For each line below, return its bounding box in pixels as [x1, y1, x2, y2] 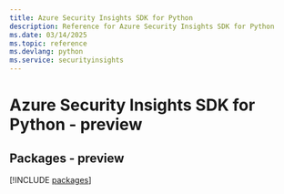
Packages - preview [9, 150, 125, 166]
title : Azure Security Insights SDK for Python [9, 13, 194, 23]
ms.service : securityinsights [9, 56, 125, 65]
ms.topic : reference [9, 38, 88, 48]
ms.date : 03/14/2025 [9, 30, 88, 39]
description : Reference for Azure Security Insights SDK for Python [9, 22, 275, 31]
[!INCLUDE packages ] [9, 175, 92, 185]
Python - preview [9, 115, 143, 135]
